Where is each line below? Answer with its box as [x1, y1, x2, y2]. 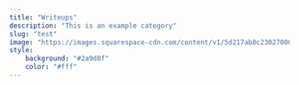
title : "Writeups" [9, 12, 77, 22]
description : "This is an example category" [9, 21, 177, 30]
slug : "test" [9, 29, 58, 38]
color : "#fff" [25, 63, 77, 72]
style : [9, 46, 34, 55]
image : [9, 37, 34, 47]
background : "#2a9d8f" [25, 54, 109, 63]
